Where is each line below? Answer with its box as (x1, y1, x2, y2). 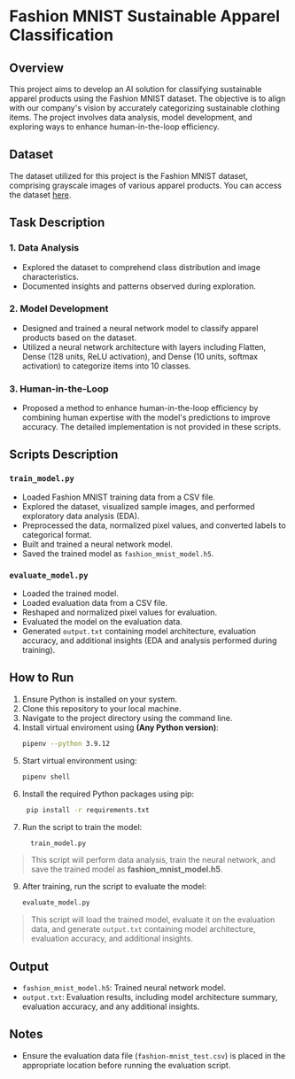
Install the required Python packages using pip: (21, 788, 195, 799)
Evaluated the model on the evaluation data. (21, 617, 183, 627)
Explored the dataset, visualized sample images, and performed (21, 501, 255, 511)
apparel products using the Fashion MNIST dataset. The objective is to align (9, 93, 286, 104)
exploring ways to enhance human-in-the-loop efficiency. (9, 121, 220, 132)
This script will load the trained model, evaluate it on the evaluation (30, 914, 276, 925)
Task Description (9, 215, 105, 230)
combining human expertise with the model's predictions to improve (21, 412, 271, 423)
